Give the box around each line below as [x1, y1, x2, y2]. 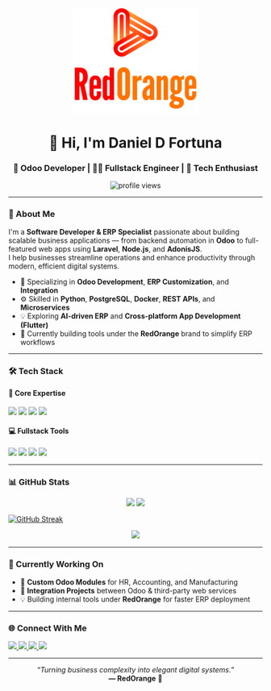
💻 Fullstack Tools [8, 427, 69, 436]
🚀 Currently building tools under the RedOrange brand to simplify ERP [19, 328, 252, 338]
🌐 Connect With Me [8, 622, 87, 634]
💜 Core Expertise [8, 389, 66, 398]
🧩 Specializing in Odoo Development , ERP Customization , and [19, 277, 230, 286]
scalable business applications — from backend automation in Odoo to [8, 235, 244, 245]
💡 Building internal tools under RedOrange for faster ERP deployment [19, 594, 251, 604]
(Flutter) [19, 320, 49, 330]
